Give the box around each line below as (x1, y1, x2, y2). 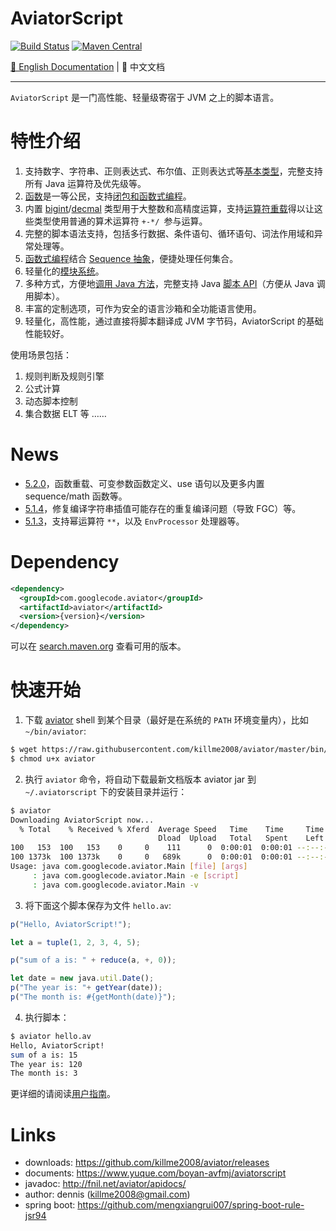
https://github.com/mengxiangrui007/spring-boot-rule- (77, 1199, 305, 1211)
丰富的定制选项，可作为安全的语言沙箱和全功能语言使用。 (24, 302, 262, 314)
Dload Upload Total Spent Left (158, 833, 325, 844)
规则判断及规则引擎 (24, 370, 105, 382)
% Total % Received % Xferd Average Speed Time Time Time (19, 824, 325, 834)
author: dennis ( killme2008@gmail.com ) (24, 1188, 191, 1201)
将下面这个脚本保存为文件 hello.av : (24, 899, 172, 911)
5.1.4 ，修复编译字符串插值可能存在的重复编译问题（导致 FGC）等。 (24, 502, 302, 514)
